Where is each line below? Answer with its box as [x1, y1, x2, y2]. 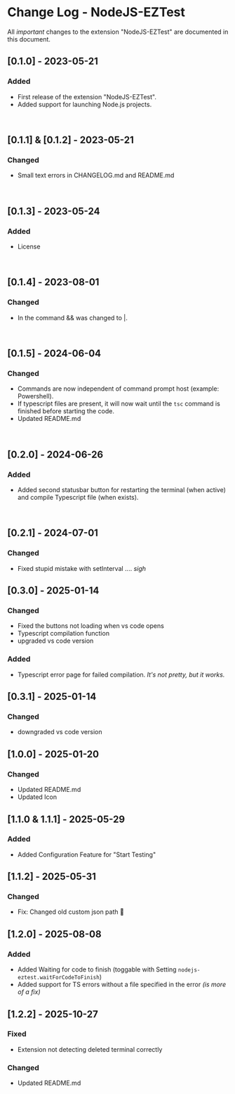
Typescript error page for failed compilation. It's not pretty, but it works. [17, 670, 225, 679]
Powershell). [17, 392, 54, 401]
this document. [7, 34, 51, 43]
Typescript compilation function [17, 629, 110, 638]
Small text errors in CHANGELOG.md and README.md [17, 171, 175, 180]
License [17, 242, 41, 251]
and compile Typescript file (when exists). [17, 493, 139, 502]
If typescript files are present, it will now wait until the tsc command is [17, 399, 221, 408]
